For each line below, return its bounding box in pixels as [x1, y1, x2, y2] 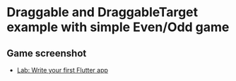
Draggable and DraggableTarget [6, 4, 199, 20]
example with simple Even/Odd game [6, 19, 230, 35]
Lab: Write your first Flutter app [16, 66, 109, 74]
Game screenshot [6, 47, 87, 59]
